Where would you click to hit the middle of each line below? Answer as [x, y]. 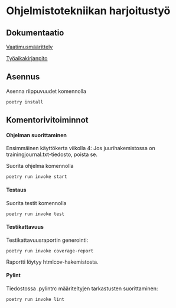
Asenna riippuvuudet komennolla [46, 91]
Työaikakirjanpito [27, 58]
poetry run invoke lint [35, 300]
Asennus [23, 77]
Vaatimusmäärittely [30, 47]
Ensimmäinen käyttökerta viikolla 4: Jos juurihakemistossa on [81, 148]
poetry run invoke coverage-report [50, 251]
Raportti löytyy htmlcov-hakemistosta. [52, 262]
